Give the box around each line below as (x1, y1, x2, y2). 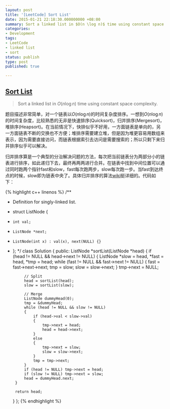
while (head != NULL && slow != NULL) (24, 305, 106, 310)
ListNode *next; (12, 229, 47, 234)
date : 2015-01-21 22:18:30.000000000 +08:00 (5, 17, 101, 22)
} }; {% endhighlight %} (12, 398, 62, 404)
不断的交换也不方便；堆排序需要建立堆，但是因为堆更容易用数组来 (27, 130, 165, 136)
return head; (15, 389, 42, 394)
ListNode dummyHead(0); (24, 296, 74, 301)
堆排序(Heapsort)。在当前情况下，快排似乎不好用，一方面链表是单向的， (5, 124, 157, 130)
